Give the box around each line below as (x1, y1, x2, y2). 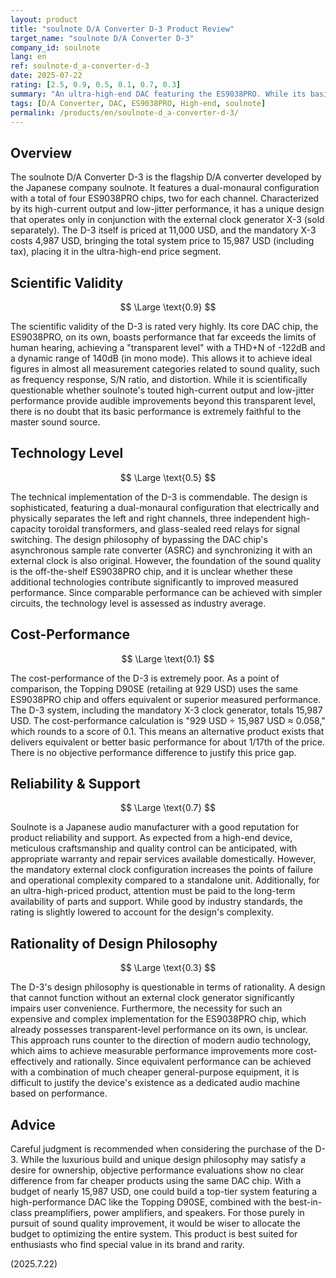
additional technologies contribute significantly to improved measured (10, 576, 299, 588)
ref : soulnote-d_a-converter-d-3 (10, 61, 150, 71)
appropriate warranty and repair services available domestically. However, (10, 853, 317, 865)
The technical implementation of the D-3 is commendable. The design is (10, 491, 308, 503)
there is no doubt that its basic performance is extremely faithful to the (10, 406, 302, 417)
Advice (10, 1116, 56, 1133)
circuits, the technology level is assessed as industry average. (10, 597, 267, 609)
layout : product (10, 14, 78, 25)
